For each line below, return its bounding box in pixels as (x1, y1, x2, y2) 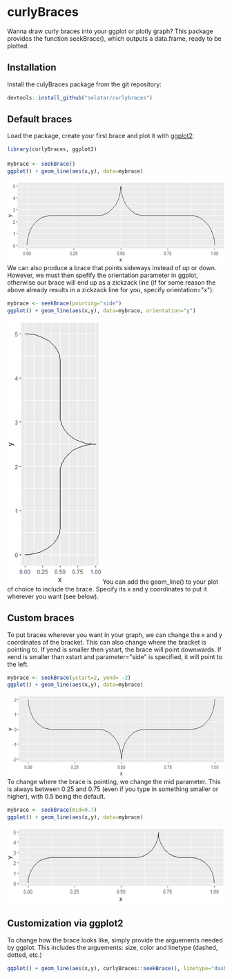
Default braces (7, 113, 72, 125)
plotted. (7, 41, 30, 50)
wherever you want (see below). (7, 592, 99, 600)
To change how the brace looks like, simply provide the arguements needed (7, 935, 223, 944)
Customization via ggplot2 (7, 918, 124, 929)
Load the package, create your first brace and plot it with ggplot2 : (7, 132, 195, 140)
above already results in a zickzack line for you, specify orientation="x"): (7, 286, 214, 294)
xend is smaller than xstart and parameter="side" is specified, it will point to (7, 652, 223, 660)
